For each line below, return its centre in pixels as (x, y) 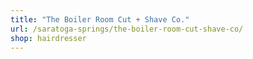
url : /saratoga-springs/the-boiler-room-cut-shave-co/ (127, 29)
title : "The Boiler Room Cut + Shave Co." (100, 19)
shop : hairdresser (48, 38)
